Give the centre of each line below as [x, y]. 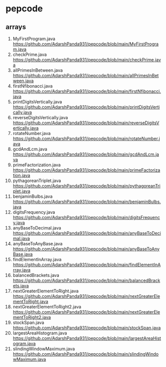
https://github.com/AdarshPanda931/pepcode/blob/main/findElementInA [87, 265]
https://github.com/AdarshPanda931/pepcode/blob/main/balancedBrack [86, 280]
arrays [16, 27]
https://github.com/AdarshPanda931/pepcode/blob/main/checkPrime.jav [87, 60]
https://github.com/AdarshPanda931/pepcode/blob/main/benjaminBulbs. [87, 202]
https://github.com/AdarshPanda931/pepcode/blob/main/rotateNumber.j [86, 138]
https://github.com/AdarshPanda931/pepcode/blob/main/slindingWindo [85, 354]
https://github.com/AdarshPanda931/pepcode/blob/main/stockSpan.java [87, 328]
